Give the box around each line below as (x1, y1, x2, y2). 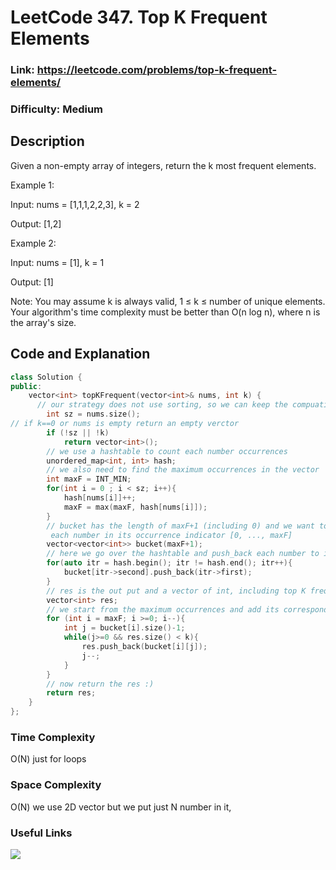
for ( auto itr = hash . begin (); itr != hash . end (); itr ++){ (46, 558, 293, 568)
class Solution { (10, 372, 83, 382)
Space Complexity (10, 778, 102, 792)
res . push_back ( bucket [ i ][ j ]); (81, 642, 208, 652)
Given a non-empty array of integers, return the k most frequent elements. (10, 159, 317, 171)
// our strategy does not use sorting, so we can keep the (36, 400, 288, 410)
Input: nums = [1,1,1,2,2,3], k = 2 (10, 198, 140, 210)
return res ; (46, 688, 97, 698)
